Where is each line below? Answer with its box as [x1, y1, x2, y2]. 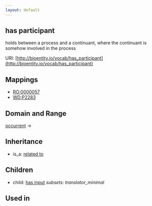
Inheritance [5, 137, 43, 146]
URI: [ [5, 55, 17, 61]
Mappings [5, 75, 38, 84]
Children [5, 166, 33, 174]
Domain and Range [5, 109, 67, 118]
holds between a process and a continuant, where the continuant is [5, 40, 147, 46]
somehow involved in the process [5, 45, 76, 51]
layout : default [5, 7, 40, 13]
